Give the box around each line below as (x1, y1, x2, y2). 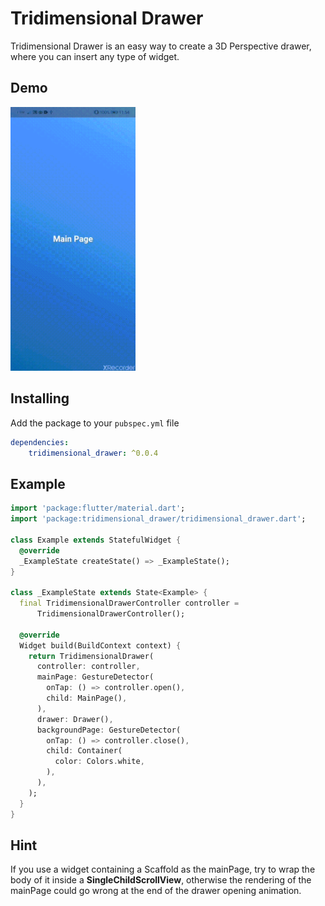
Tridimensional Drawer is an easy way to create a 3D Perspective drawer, (10, 40, 312, 52)
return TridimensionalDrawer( (28, 651, 155, 661)
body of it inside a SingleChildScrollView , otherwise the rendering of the (10, 874, 312, 886)
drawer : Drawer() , (36, 714, 114, 724)
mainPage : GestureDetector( (36, 672, 155, 682)
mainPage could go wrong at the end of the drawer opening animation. (10, 885, 302, 897)
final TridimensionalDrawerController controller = (19, 598, 240, 609)
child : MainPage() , (46, 693, 128, 704)
